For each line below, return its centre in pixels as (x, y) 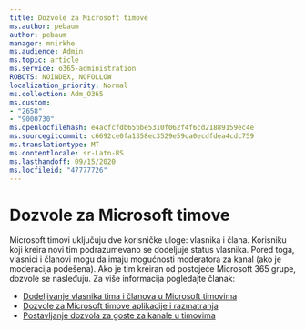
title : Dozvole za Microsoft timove (79, 18)
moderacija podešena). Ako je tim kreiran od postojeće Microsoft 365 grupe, (152, 269)
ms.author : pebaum (44, 26)
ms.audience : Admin (46, 52)
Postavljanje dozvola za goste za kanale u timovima (119, 315)
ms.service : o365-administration (73, 69)
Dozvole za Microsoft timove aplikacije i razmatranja (120, 306)
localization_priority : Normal (69, 85)
